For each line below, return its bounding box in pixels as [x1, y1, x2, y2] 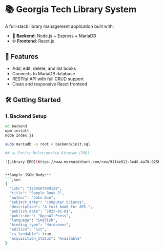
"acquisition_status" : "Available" [9, 236, 82, 241]
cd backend [5, 124, 27, 129]
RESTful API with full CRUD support [12, 76, 84, 82]
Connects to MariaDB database [12, 70, 76, 76]
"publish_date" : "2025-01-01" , [9, 208, 73, 214]
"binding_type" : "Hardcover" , [9, 223, 71, 228]
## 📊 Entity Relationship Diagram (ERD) [5, 150, 90, 155]
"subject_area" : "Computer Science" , [9, 200, 86, 205]
